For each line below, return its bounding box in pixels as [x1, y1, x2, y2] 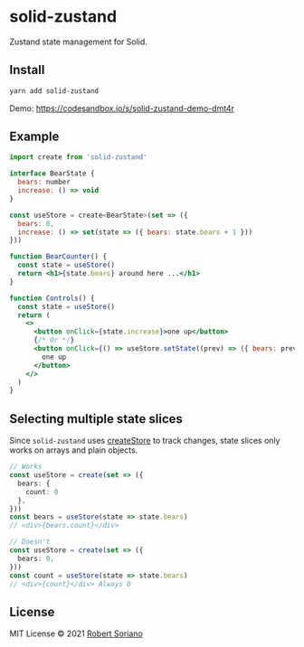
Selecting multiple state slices [9, 411, 184, 427]
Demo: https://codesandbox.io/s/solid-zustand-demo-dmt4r [9, 102, 235, 114]
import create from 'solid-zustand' [9, 153, 147, 162]
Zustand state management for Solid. [9, 36, 147, 47]
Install [9, 62, 45, 78]
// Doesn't [9, 538, 51, 547]
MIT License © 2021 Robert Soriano [9, 628, 143, 639]
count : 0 [25, 487, 59, 496]
